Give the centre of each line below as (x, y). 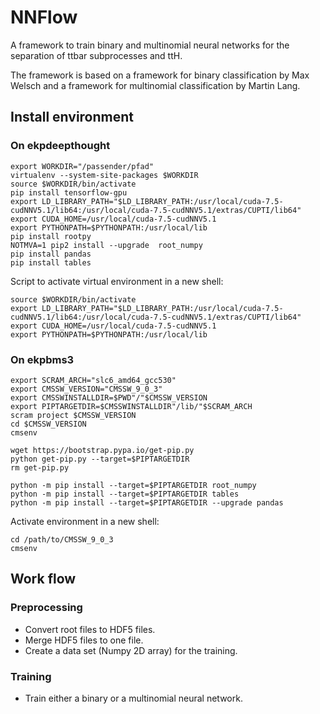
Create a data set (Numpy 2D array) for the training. (131, 650)
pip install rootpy (51, 236)
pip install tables (51, 262)
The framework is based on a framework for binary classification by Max (160, 75)
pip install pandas (51, 254)
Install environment (72, 117)
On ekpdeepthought (60, 146)
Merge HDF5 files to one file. (84, 640)
